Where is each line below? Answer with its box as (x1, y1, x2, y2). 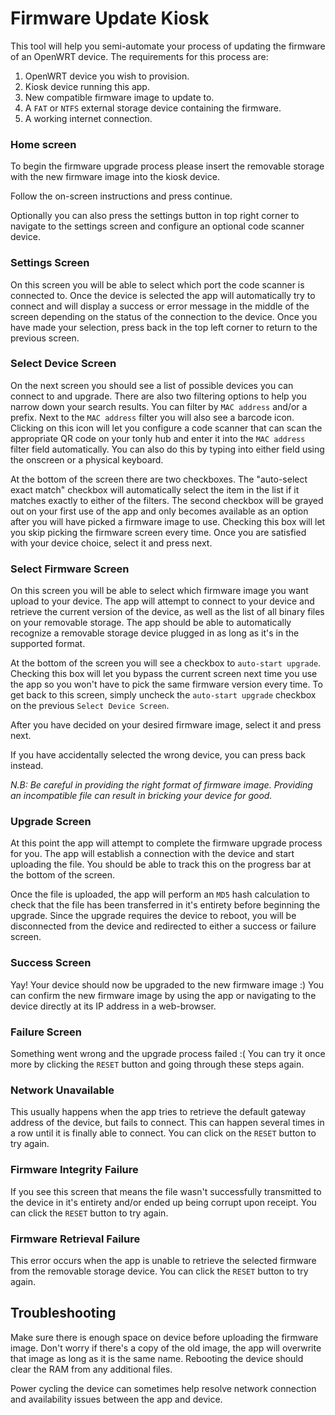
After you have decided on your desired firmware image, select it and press (10, 719, 322, 731)
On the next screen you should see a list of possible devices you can (10, 379, 294, 391)
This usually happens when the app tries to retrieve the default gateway (10, 1106, 307, 1118)
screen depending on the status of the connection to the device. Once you (10, 310, 318, 322)
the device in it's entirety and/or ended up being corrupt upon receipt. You (10, 1196, 317, 1208)
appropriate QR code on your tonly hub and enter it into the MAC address (10, 432, 306, 444)
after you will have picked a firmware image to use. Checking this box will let (10, 515, 326, 527)
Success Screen (10, 956, 92, 970)
